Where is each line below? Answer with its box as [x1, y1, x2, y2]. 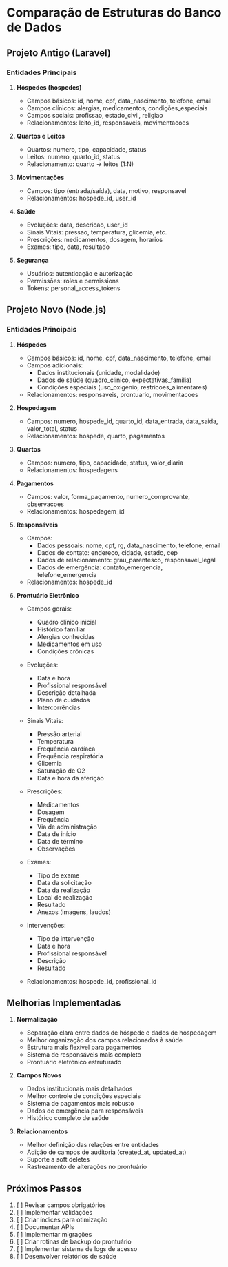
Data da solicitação [37, 878, 92, 886]
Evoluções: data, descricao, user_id [26, 221, 128, 229]
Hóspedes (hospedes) [16, 83, 82, 91]
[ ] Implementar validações [16, 1208, 93, 1217]
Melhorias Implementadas [6, 997, 121, 1008]
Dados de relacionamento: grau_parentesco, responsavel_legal [37, 556, 216, 564]
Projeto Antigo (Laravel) [6, 47, 112, 59]
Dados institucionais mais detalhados [26, 1084, 133, 1093]
